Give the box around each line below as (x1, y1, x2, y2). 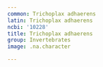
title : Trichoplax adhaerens (7, 30, 93, 37)
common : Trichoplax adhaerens (7, 10, 97, 18)
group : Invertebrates (7, 37, 71, 44)
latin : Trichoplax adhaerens (7, 17, 93, 24)
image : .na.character (7, 43, 71, 50)
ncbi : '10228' (7, 23, 49, 30)
